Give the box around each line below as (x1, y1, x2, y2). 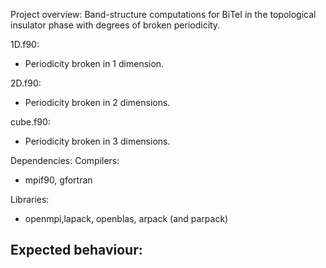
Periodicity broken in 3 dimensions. (24, 135, 171, 147)
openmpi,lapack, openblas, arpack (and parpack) (24, 213, 229, 224)
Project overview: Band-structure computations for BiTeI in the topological (10, 9, 317, 20)
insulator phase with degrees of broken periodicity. (10, 19, 221, 31)
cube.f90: (10, 116, 51, 128)
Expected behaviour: (10, 242, 143, 259)
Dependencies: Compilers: (10, 155, 120, 166)
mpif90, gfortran (24, 174, 93, 186)
